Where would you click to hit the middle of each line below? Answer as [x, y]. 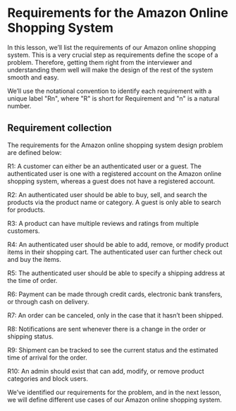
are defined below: [35, 152]
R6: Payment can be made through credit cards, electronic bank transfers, [115, 294]
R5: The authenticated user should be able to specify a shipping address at [116, 273]
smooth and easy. [33, 77]
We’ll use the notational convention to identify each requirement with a [110, 91]
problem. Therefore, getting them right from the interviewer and [100, 62]
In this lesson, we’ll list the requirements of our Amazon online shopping [112, 47]
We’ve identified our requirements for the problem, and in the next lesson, [114, 392]
